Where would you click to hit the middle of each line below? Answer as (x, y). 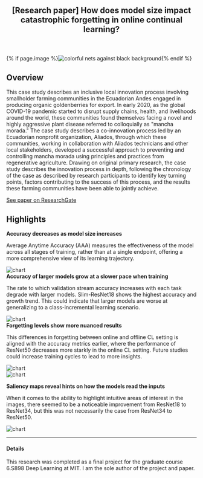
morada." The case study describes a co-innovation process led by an (94, 131)
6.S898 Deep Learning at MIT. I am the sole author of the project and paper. (101, 468)
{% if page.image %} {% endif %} (99, 59)
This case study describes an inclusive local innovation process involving (98, 92)
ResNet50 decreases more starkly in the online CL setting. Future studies (97, 350)
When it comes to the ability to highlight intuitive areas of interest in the (95, 398)
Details (15, 448)
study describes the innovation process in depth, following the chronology (99, 169)
